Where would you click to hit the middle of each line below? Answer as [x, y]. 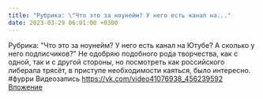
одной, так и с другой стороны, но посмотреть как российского [116, 62]
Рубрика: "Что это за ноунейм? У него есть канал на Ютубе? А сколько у [131, 45]
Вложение [26, 86]
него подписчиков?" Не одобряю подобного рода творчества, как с [123, 53]
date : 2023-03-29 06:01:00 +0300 [63, 23]
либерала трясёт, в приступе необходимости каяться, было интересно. [130, 70]
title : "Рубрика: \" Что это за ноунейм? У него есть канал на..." [120, 15]
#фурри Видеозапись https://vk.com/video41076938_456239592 [116, 79]
